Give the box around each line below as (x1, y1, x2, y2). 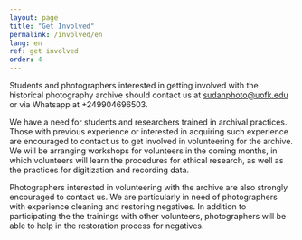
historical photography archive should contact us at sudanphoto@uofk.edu (9, 89, 289, 100)
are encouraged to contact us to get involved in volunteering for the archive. (9, 136, 294, 146)
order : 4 (9, 55, 42, 64)
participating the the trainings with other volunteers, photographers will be (9, 211, 287, 221)
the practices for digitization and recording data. (9, 164, 190, 175)
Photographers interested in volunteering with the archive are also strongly (9, 182, 288, 192)
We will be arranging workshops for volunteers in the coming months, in (9, 145, 278, 156)
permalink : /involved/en (9, 30, 103, 39)
